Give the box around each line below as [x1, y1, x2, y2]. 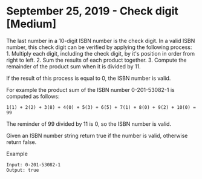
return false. [6, 138, 37, 146]
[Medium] [6, 17, 57, 31]
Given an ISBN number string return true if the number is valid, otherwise [6, 132, 188, 139]
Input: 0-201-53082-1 [6, 161, 61, 168]
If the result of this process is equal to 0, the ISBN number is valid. [6, 74, 171, 82]
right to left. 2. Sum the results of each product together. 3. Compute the [6, 56, 187, 63]
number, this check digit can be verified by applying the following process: [6, 44, 192, 51]
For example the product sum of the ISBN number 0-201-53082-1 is [6, 86, 175, 93]
